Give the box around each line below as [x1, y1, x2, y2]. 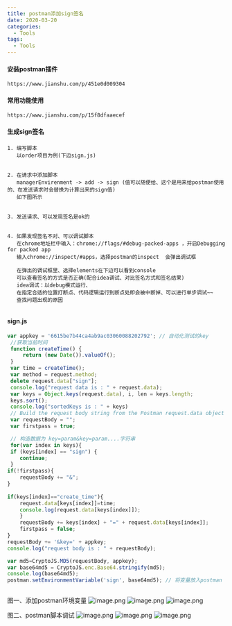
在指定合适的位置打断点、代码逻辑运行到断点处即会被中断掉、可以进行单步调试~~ [16, 289, 213, 296]
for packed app [7, 246, 51, 253]
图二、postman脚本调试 [7, 611, 75, 620]
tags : [7, 36, 23, 43]
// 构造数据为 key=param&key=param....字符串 [10, 435, 136, 442]
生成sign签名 [7, 128, 45, 135]
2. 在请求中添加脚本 [7, 171, 58, 178]
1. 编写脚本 [7, 144, 38, 151]
